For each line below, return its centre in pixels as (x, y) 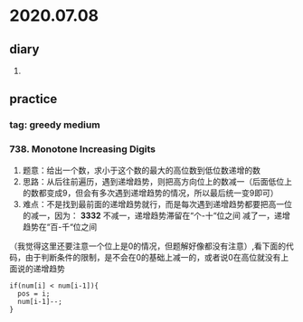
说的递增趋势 (41, 269)
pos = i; (34, 294)
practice (33, 99)
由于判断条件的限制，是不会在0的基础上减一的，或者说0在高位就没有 (153, 257)
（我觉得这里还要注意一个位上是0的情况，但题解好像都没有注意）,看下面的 (148, 246)
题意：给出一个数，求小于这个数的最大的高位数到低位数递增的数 (141, 170)
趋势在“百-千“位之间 (60, 226)
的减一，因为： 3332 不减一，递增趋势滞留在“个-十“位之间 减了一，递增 (156, 215)
